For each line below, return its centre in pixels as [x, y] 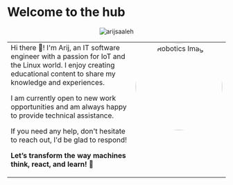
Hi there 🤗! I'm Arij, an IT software [65, 47]
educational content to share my [63, 74]
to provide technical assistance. [62, 115]
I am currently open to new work [63, 98]
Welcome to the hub [66, 12]
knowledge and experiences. [58, 82]
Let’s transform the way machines [68, 155]
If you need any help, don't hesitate [68, 131]
